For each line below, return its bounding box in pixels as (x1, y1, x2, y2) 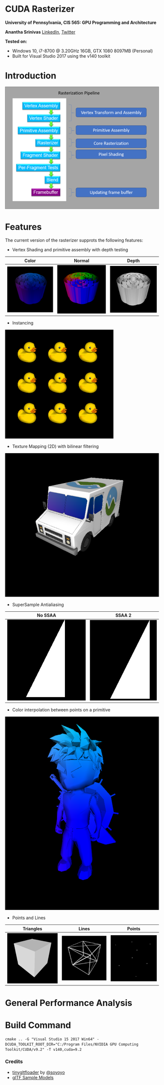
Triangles (22, 925, 42, 931)
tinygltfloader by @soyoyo (12, 1069, 65, 1075)
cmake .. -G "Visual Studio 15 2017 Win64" (5, 1037, 95, 1042)
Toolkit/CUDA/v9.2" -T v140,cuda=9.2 (5, 1047, 82, 1052)
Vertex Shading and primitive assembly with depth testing (12, 247, 128, 253)
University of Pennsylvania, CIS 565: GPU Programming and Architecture (5, 20, 157, 25)
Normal (74, 258, 89, 263)
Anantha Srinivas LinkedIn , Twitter (5, 29, 76, 35)
